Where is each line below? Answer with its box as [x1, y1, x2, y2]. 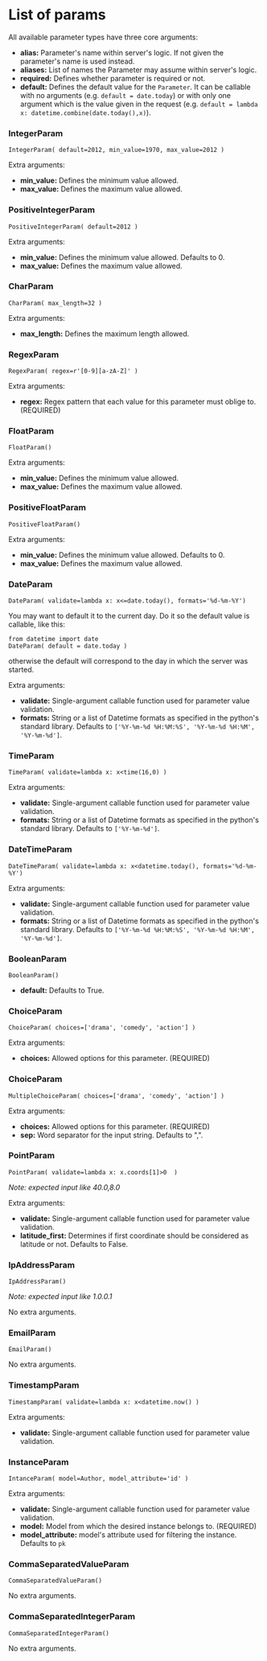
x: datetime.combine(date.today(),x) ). [19, 107, 151, 117]
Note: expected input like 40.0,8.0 [8, 1182, 121, 1192]
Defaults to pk [19, 1538, 66, 1548]
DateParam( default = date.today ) [8, 642, 128, 651]
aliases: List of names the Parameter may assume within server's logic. [19, 64, 257, 74]
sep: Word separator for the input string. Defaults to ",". [19, 1130, 203, 1140]
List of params [8, 6, 106, 24]
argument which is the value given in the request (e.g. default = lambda [19, 99, 259, 109]
